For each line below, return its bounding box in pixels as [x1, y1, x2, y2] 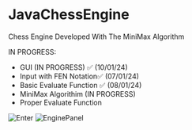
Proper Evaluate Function [19, 97, 103, 107]
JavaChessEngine [8, 6, 130, 24]
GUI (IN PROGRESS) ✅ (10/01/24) [19, 62, 128, 72]
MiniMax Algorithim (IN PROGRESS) [19, 89, 136, 98]
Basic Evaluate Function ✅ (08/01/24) [19, 80, 142, 90]
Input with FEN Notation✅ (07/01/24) [19, 71, 140, 81]
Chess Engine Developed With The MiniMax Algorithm [8, 32, 185, 41]
